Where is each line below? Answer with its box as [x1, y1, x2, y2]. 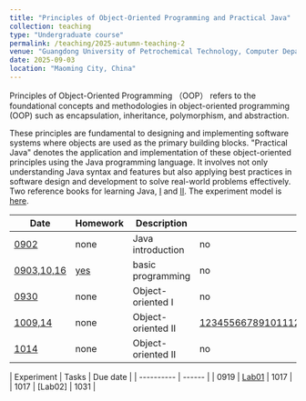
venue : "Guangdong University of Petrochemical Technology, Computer [9, 47, 280, 56]
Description [135, 216, 189, 229]
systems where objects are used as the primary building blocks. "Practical [9, 137, 289, 148]
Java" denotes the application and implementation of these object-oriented [9, 146, 291, 157]
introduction [132, 243, 185, 256]
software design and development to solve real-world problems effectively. [9, 175, 291, 186]
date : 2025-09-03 [9, 55, 76, 65]
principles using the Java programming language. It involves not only [9, 156, 269, 167]
